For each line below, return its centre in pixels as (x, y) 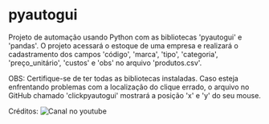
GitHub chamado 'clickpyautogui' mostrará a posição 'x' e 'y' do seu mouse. (134, 95)
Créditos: (23, 111)
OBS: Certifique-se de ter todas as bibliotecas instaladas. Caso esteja (123, 78)
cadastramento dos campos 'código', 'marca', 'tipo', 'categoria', (113, 54)
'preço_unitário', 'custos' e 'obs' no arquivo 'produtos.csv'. (105, 63)
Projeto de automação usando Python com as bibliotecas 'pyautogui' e (125, 37)
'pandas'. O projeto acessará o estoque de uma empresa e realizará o (123, 45)
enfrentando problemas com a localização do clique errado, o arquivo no (129, 87)
